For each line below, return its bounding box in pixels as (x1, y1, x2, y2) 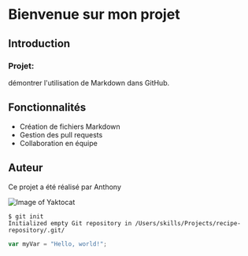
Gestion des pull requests (19, 130, 103, 139)
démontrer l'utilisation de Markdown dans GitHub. (8, 78, 170, 87)
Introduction (8, 37, 71, 50)
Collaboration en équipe (19, 138, 98, 148)
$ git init (8, 212, 44, 221)
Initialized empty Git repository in (8, 219, 132, 227)
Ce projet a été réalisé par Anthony (8, 182, 122, 192)
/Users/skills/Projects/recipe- (135, 219, 242, 227)
